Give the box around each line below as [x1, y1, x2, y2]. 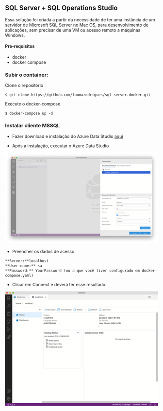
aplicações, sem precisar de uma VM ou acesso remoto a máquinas [5, 27, 141, 33]
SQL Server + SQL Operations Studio [5, 4, 118, 12]
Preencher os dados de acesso [12, 249, 75, 255]
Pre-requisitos [5, 43, 35, 49]
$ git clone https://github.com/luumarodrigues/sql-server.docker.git [5, 92, 151, 98]
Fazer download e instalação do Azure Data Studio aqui [12, 133, 123, 139]
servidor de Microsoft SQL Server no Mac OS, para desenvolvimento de [5, 22, 149, 28]
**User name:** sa [5, 263, 42, 269]
